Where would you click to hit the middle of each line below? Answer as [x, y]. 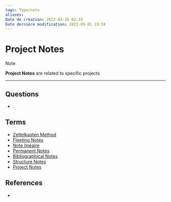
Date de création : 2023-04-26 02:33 [44, 19]
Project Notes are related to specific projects [53, 73]
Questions [22, 94]
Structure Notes [29, 161]
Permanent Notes [31, 151]
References [24, 183]
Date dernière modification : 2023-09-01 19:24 [55, 24]
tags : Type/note [22, 10]
